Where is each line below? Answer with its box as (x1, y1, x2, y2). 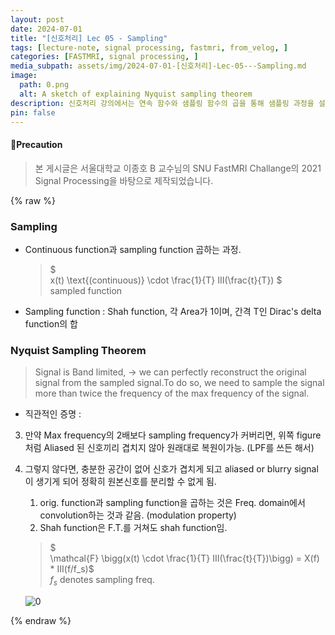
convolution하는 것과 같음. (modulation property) (39, 509, 237, 521)
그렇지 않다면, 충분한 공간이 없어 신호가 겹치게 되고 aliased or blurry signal (24, 463, 319, 475)
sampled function (49, 284, 123, 296)
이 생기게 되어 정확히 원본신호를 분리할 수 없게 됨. (24, 476, 217, 488)
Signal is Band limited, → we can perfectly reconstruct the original (34, 366, 307, 378)
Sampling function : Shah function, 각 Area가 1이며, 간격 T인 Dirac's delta (24, 305, 322, 317)
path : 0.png (19, 80, 70, 90)
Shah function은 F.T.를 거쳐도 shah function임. (39, 522, 228, 534)
